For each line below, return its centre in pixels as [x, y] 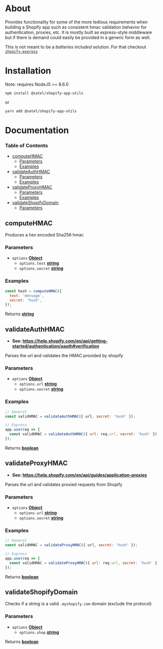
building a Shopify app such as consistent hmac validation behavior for [76, 27]
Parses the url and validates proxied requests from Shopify [64, 484]
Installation [28, 71]
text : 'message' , [27, 296]
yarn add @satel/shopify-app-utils [41, 111]
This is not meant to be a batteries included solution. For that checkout [76, 47]
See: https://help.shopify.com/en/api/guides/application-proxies [79, 475]
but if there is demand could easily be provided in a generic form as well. [78, 37]
